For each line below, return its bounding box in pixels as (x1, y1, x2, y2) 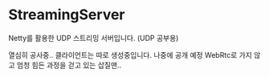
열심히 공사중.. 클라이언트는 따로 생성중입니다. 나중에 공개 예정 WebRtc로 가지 (8, 50, 253, 59)
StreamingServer (8, 6, 125, 24)
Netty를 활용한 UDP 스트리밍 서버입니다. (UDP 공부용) (8, 33, 179, 43)
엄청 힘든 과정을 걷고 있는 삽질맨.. (16, 60, 122, 70)
